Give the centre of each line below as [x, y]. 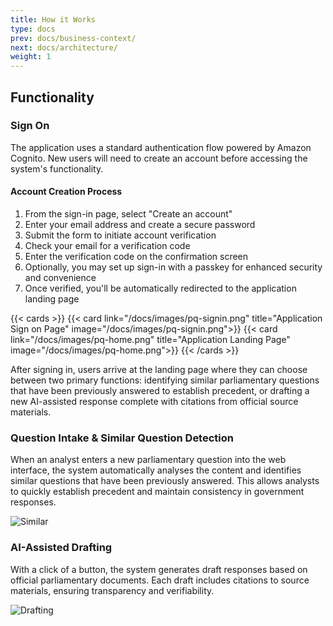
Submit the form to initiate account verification [120, 235]
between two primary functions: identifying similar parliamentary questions [165, 380]
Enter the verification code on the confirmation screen [136, 257]
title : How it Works [53, 19]
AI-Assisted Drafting [61, 548]
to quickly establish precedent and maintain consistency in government [157, 492]
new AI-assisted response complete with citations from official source [154, 402]
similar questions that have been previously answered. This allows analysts [165, 481]
